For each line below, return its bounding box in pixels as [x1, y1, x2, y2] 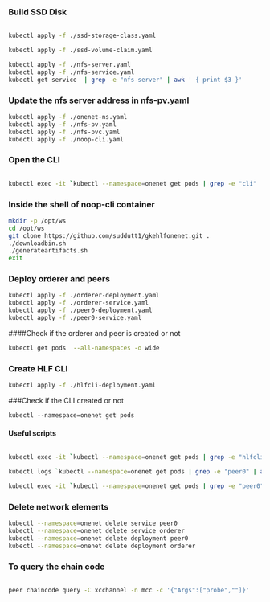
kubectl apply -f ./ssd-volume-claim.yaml [8, 47, 153, 55]
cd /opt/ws [8, 224, 45, 232]
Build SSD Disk [8, 6, 67, 18]
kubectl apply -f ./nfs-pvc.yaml [8, 128, 121, 136]
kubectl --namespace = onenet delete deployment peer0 [8, 534, 189, 543]
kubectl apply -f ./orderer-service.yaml [8, 299, 149, 307]
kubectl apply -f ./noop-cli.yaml [8, 135, 125, 143]
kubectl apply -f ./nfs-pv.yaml [8, 120, 117, 129]
